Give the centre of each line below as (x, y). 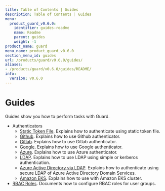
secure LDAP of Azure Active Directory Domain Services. (78, 173)
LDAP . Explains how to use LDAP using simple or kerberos (79, 157)
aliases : (14, 64)
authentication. (35, 162)
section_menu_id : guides (31, 55)
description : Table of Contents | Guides (48, 14)
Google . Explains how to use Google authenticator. (71, 147)
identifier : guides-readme (42, 28)
